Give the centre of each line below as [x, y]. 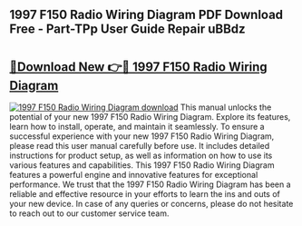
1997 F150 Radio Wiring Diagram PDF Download [146, 15]
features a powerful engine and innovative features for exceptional [134, 175]
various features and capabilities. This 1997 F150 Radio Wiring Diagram [142, 165]
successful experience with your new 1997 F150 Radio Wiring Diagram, [142, 136]
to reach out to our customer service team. [89, 213]
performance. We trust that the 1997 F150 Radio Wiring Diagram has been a [151, 184]
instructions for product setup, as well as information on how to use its [141, 155]
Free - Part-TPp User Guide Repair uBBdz [128, 29]
